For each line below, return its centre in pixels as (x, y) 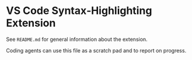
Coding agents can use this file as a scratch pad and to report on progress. (96, 50)
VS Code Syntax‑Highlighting (79, 11)
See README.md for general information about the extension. (77, 39)
